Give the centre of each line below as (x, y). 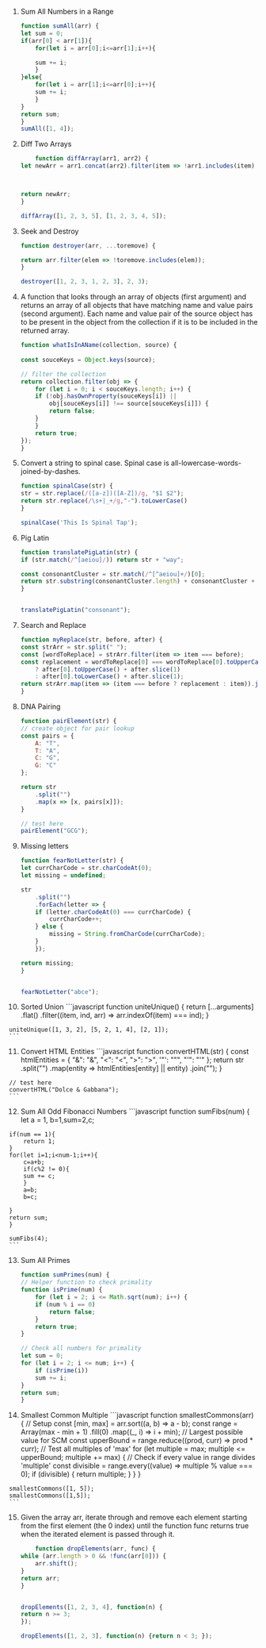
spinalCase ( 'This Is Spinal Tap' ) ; (79, 522)
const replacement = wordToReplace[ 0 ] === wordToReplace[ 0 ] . (123, 662)
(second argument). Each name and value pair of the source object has (137, 314)
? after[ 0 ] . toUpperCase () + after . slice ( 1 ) (108, 669)
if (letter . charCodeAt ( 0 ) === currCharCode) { (113, 912)
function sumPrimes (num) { (65, 1275)
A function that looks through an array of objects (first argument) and (133, 297)
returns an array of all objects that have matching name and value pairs (137, 306)
